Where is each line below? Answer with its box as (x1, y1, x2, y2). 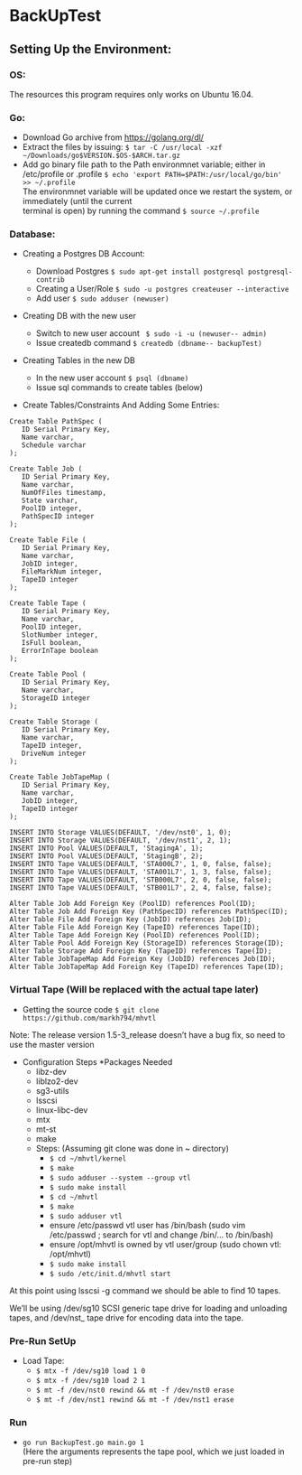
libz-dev (35, 1066, 68, 1077)
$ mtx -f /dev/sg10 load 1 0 (35, 1367, 146, 1376)
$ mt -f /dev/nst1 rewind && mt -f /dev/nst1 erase (35, 1396, 234, 1405)
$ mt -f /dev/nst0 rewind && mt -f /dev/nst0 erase (35, 1386, 234, 1396)
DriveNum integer (21, 749, 87, 759)
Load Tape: (22, 1356, 65, 1367)
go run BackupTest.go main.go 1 (22, 1438, 144, 1448)
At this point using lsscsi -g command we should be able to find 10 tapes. (9, 1284, 281, 1296)
